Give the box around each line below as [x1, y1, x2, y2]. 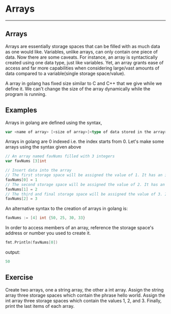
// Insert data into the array [5, 168, 72, 173]
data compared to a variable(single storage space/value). [5, 70, 126, 77]
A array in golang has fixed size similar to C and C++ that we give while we [5, 80, 162, 86]
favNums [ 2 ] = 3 [5, 196, 38, 202]
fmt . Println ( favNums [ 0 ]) [5, 240, 58, 245]
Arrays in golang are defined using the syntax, [5, 119, 102, 126]
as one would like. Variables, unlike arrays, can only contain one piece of [5, 49, 158, 55]
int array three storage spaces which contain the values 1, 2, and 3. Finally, [5, 297, 162, 304]
